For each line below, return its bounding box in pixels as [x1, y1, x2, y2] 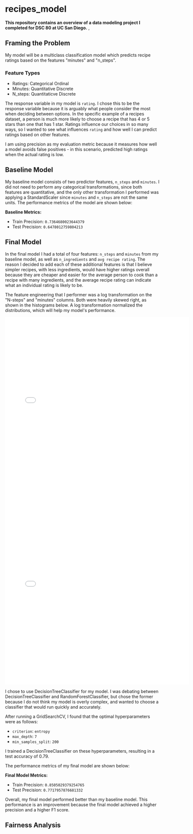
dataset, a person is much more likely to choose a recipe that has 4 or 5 [5, 116, 150, 122]
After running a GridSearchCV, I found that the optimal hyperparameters [5, 714, 150, 719]
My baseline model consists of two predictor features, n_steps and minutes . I [5, 179, 160, 185]
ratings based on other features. [5, 132, 70, 138]
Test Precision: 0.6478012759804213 [12, 224, 83, 230]
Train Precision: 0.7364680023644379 [12, 218, 85, 224]
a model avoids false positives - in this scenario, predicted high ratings [5, 146, 148, 152]
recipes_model [5, 3, 67, 15]
